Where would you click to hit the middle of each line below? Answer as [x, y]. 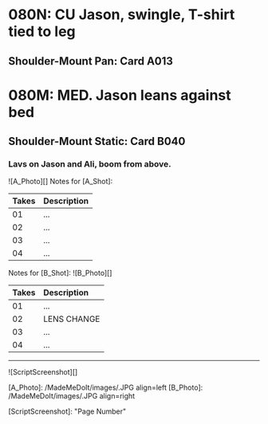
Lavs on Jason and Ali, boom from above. [90, 164]
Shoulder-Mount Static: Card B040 [97, 141]
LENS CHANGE [72, 319]
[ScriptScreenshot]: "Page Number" [67, 411]
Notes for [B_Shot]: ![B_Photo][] [60, 273]
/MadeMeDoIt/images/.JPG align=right [72, 396]
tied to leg [42, 31]
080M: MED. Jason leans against [120, 95]
